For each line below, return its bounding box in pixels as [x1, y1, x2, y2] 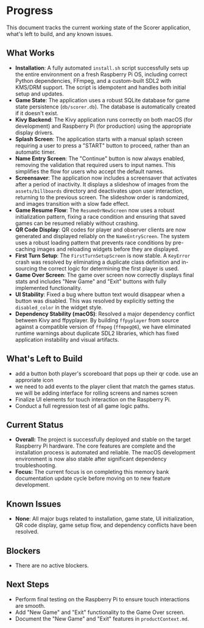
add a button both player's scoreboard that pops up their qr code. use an [15, 370, 199, 377]
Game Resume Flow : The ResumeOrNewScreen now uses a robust [15, 206, 175, 214]
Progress [6, 4, 54, 18]
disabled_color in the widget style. [15, 303, 103, 311]
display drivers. [15, 129, 54, 136]
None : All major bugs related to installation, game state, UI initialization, [15, 515, 194, 523]
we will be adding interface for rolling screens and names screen [15, 389, 178, 397]
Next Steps [6, 579, 49, 590]
